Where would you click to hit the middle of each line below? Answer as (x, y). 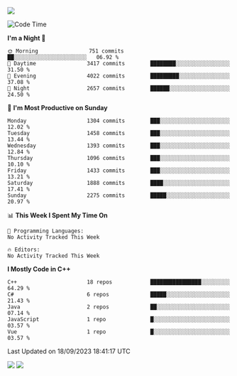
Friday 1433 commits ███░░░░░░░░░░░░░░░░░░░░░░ (119, 171)
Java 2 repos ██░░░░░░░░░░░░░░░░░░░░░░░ (119, 307)
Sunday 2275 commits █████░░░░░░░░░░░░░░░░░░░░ (119, 195)
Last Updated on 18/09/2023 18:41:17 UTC (69, 351)
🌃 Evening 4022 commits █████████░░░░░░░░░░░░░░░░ (119, 76)
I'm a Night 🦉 (27, 38)
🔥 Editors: (24, 249)
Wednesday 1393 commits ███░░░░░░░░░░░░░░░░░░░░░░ (119, 146)
